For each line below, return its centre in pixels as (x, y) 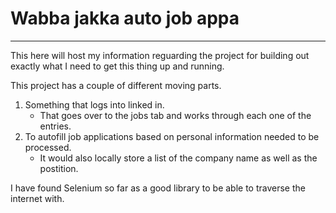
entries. (55, 126)
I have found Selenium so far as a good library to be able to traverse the (158, 188)
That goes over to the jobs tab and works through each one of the (175, 115)
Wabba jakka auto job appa (125, 18)
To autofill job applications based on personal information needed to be (172, 136)
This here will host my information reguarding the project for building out (160, 55)
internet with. (37, 198)
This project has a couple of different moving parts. (116, 85)
